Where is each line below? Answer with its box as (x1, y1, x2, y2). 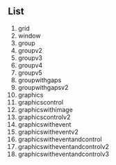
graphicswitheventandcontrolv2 (17, 142, 110, 150)
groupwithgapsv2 (17, 83, 69, 91)
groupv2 (17, 46, 42, 54)
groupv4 (17, 61, 43, 69)
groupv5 (17, 68, 42, 77)
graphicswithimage (17, 105, 74, 113)
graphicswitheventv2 (17, 127, 79, 136)
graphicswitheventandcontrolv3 (17, 150, 110, 158)
